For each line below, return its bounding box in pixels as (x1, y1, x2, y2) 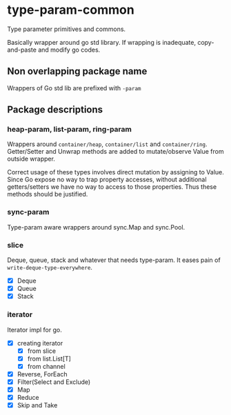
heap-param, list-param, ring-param (7, 125, 132, 134)
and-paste (7, 45, 37, 54)
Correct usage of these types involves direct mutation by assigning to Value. (7, 168, 224, 176)
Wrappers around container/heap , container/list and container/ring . (7, 140, 208, 148)
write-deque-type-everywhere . (7, 263, 93, 272)
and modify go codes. (37, 45, 101, 54)
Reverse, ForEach (17, 370, 68, 378)
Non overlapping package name (7, 65, 148, 77)
